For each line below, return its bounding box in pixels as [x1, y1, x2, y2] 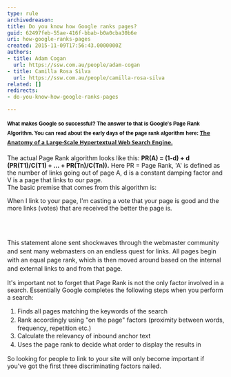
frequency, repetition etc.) [17, 324, 92, 332]
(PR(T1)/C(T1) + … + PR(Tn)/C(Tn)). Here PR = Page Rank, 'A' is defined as [7, 162, 221, 169]
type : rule [7, 10, 39, 17]
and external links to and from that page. [7, 264, 123, 273]
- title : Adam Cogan [7, 55, 67, 62]
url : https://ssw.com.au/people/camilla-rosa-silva [13, 74, 165, 81]
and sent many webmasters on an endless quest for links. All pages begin [7, 247, 217, 255]
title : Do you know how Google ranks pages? [7, 23, 137, 30]
